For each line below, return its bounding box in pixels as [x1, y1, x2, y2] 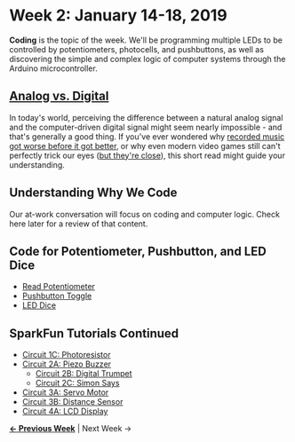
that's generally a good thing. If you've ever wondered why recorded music [9, 130, 285, 142]
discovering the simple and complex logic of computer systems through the [9, 53, 286, 64]
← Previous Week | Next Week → [9, 423, 132, 434]
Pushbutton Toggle [21, 290, 92, 302]
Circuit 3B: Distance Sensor [21, 397, 124, 407]
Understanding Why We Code [9, 185, 178, 201]
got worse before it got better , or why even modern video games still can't [9, 140, 282, 151]
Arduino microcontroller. [9, 63, 98, 74]
